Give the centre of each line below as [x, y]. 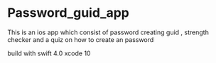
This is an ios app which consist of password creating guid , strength [108, 32]
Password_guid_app [68, 13]
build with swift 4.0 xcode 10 [49, 53]
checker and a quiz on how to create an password [81, 39]
